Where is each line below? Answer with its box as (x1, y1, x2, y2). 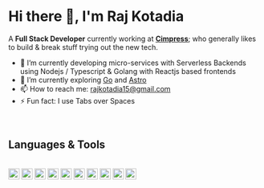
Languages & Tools (8, 138, 106, 152)
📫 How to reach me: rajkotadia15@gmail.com (19, 84, 171, 93)
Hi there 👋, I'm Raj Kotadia (8, 7, 185, 26)
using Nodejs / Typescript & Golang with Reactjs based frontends (19, 66, 237, 76)
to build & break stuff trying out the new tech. (8, 42, 159, 51)
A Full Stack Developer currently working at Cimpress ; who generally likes (8, 34, 257, 43)
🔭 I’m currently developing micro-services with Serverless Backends (19, 58, 246, 67)
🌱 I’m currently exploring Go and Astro (19, 75, 147, 84)
